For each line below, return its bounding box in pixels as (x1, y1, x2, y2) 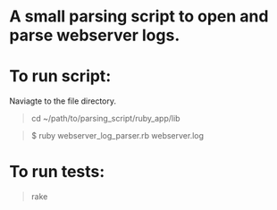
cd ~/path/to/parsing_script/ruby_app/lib (30, 113, 180, 124)
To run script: (9, 66, 112, 87)
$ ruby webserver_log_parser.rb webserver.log (30, 130, 204, 141)
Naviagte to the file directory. (9, 96, 117, 106)
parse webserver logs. (9, 25, 180, 46)
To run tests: (9, 162, 105, 182)
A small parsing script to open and (9, 6, 269, 27)
